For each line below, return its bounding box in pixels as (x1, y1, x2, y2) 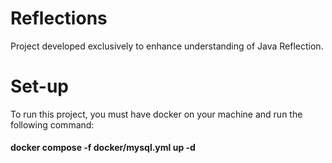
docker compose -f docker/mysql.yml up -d (10, 142, 196, 154)
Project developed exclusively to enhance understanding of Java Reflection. (10, 40, 324, 52)
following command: (10, 118, 95, 131)
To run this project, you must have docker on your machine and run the (10, 108, 303, 120)
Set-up (10, 75, 69, 98)
